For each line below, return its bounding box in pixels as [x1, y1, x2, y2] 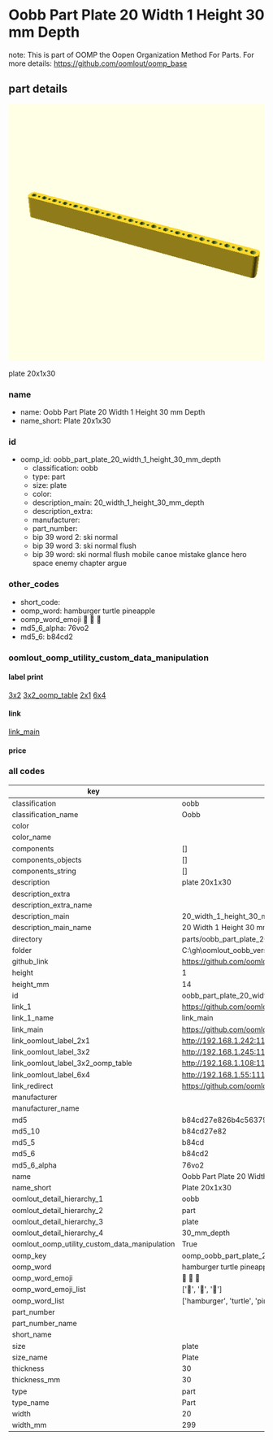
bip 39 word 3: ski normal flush [32, 541, 136, 550]
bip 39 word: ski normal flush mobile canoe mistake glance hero [32, 550, 247, 559]
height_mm [11, 979, 50, 989]
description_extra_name [11, 900, 93, 910]
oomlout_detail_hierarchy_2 [11, 1205, 104, 1215]
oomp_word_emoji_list [11, 1285, 86, 1294]
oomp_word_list [11, 1295, 65, 1306]
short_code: [19, 597, 61, 607]
